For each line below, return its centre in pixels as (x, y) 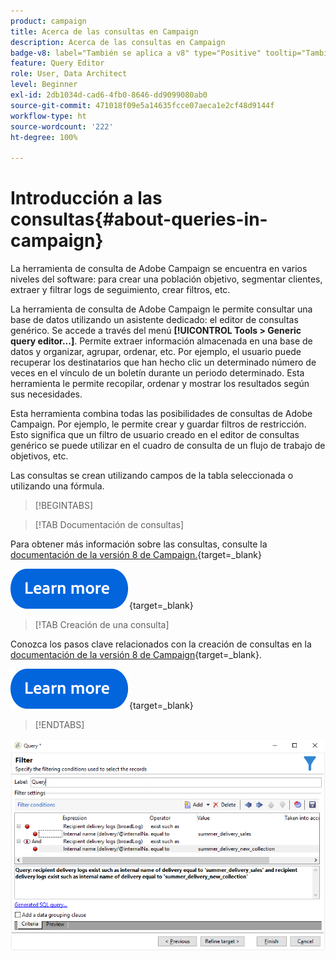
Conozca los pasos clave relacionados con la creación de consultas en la (161, 644)
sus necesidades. (46, 394)
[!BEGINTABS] (64, 506)
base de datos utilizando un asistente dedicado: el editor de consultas (154, 320)
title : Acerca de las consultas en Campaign (104, 31)
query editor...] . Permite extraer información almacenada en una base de (161, 341)
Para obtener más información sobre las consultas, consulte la (139, 544)
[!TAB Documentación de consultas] (109, 525)
